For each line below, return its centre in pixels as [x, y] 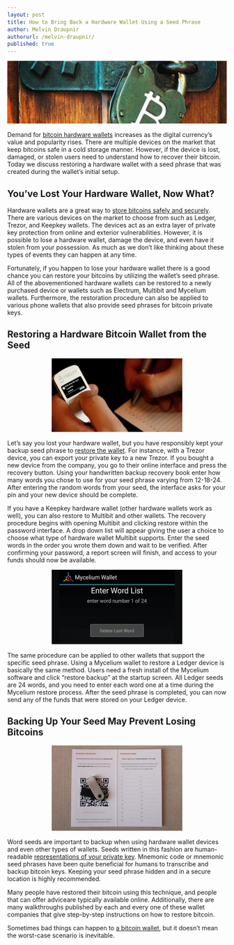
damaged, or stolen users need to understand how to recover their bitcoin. [114, 157]
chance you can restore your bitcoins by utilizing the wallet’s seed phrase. [114, 276]
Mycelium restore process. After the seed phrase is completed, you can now [117, 692]
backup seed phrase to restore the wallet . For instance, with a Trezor [106, 450]
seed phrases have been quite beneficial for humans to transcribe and [108, 864]
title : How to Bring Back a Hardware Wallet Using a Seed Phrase [104, 22]
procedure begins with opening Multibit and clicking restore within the [108, 523]
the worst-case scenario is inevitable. [61, 935]
